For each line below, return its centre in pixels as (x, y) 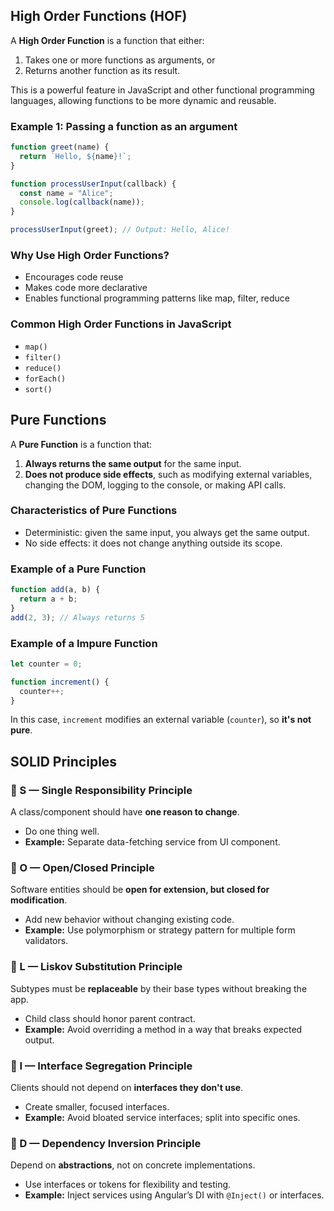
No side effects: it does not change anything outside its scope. (153, 543)
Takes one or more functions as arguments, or (120, 60)
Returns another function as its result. (102, 70)
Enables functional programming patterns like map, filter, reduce (157, 298)
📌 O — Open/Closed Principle (82, 868)
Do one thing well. (62, 831)
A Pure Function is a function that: (81, 444)
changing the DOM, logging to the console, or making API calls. (155, 485)
